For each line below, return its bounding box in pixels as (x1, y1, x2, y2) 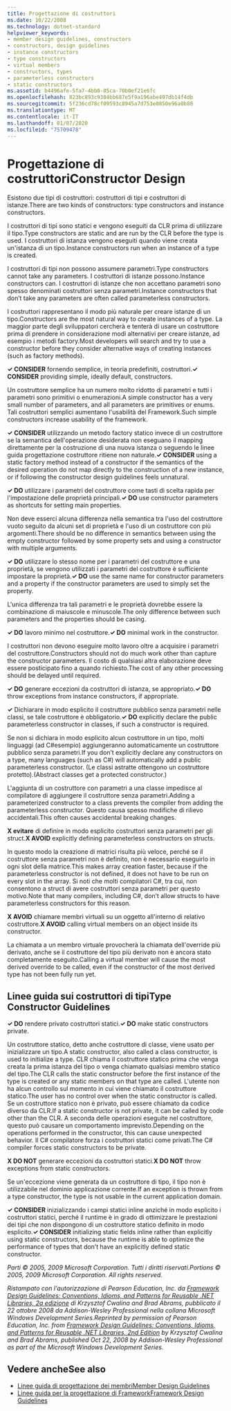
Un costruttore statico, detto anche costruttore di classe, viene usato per (7, 1040, 214, 1049)
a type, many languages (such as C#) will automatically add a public (7, 756, 202, 764)
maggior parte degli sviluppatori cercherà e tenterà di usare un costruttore (7, 322, 219, 331)
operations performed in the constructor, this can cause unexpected (7, 1129, 202, 1137)
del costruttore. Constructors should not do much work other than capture (7, 649, 216, 658)
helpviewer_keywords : (7, 29, 70, 37)
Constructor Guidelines (7, 1001, 111, 1013)
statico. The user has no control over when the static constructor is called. (7, 1092, 217, 1101)
